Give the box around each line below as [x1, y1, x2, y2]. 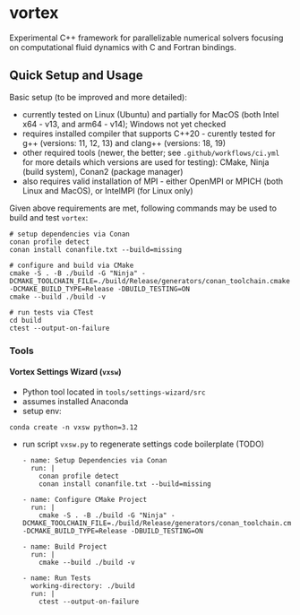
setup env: [21, 405, 62, 416]
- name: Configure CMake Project [21, 495, 148, 504]
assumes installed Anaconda [21, 395, 129, 406]
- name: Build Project [21, 541, 107, 551]
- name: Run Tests [21, 573, 91, 583]
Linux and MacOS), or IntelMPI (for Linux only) [21, 185, 194, 195]
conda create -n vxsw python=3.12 [9, 422, 139, 432]
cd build [9, 316, 42, 325]
